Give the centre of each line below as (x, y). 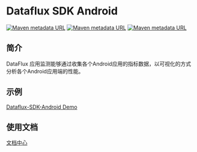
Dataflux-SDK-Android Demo (42, 107)
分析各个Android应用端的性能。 (45, 71)
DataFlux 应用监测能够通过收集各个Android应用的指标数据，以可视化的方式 (98, 64)
